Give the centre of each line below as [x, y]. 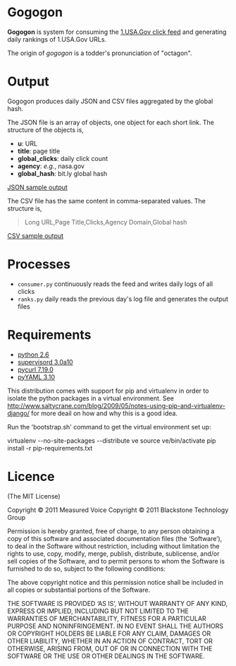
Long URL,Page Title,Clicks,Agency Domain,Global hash [106, 222]
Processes [39, 264]
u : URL [27, 143]
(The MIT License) [34, 496]
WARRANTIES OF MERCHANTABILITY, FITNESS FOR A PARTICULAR [107, 618]
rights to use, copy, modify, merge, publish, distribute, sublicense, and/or [113, 553]
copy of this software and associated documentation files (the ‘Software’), [115, 538]
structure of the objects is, [46, 130]
